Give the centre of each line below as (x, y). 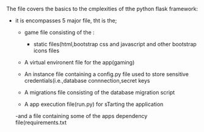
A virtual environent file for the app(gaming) (79, 62)
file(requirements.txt (41, 122)
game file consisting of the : (59, 32)
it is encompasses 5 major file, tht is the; (66, 20)
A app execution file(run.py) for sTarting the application (94, 104)
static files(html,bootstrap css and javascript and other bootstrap (115, 44)
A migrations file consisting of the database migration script (100, 92)
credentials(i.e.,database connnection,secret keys (87, 81)
